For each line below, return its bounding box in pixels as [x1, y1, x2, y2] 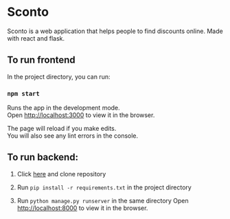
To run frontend [7, 54, 76, 66]
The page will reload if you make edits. [7, 125, 117, 133]
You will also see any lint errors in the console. [7, 132, 139, 140]
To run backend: [7, 152, 79, 163]
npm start [7, 90, 40, 97]
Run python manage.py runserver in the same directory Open [16, 196, 189, 205]
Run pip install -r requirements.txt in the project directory [16, 183, 192, 191]
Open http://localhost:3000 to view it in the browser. [7, 111, 155, 119]
